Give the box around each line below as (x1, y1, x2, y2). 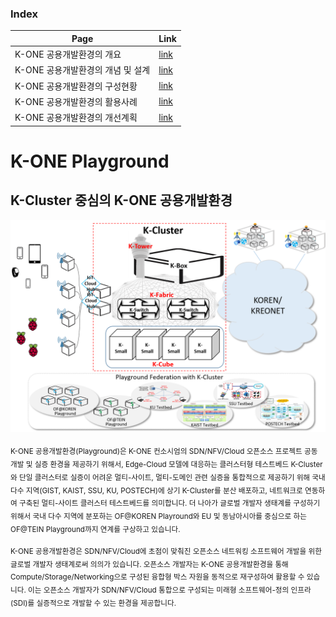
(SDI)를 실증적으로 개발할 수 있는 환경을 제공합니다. (10, 598, 177, 608)
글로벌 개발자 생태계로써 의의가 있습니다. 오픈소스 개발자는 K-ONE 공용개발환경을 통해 (10, 559, 289, 569)
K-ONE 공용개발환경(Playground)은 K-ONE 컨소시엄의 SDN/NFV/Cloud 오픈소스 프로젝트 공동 (10, 446, 318, 456)
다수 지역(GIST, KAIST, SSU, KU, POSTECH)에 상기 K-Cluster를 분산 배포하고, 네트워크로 (10, 485, 303, 496)
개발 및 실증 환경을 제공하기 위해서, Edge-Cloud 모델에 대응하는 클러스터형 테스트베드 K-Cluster (10, 459, 323, 469)
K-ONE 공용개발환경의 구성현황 (14, 80, 138, 92)
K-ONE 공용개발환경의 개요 (14, 48, 122, 61)
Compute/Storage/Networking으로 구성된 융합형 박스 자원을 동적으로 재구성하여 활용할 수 (10, 572, 305, 582)
